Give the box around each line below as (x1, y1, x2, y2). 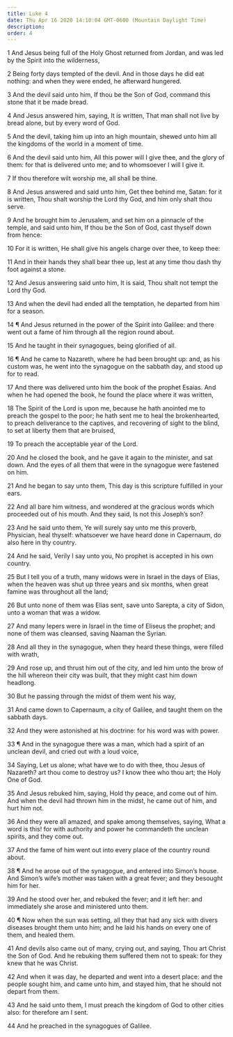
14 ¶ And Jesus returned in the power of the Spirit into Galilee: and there (7, 321, 214, 329)
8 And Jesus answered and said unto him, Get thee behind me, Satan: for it (7, 187, 223, 196)
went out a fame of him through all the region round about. (7, 328, 175, 337)
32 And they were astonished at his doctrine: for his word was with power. (7, 726, 220, 735)
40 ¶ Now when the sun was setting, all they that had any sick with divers (7, 916, 218, 924)
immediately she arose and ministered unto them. (7, 902, 149, 911)
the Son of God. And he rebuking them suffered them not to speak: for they (7, 952, 223, 960)
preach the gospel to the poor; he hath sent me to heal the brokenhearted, (7, 412, 220, 420)
